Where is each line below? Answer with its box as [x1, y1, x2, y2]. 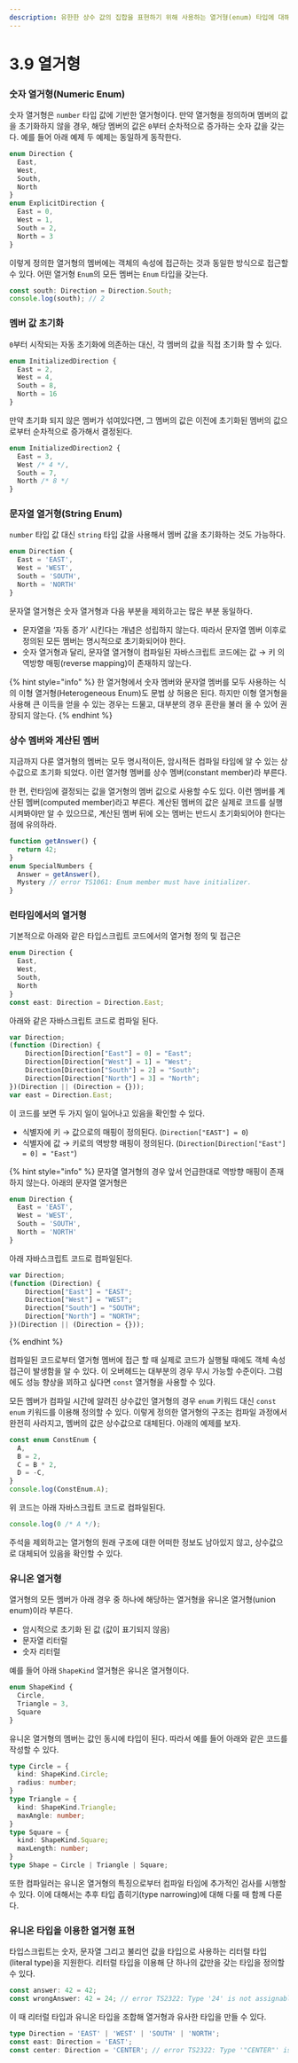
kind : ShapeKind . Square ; [17, 1836, 109, 1845]
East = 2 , [17, 365, 53, 373]
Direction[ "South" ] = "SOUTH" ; [25, 1304, 141, 1313]
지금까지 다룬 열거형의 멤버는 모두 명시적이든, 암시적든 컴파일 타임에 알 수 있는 [9, 756, 279, 766]
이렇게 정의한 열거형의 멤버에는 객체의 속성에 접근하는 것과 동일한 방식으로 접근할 [9, 257, 289, 268]
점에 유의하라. [9, 820, 58, 829]
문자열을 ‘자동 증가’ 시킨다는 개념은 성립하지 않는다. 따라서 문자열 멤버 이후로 [21, 624, 286, 635]
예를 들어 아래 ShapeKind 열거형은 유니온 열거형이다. [9, 1665, 189, 1676]
